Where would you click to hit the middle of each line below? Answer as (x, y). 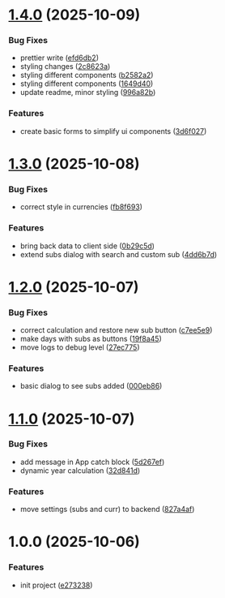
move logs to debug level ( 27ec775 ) (80, 347)
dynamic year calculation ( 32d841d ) (80, 470)
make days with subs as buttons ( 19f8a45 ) (91, 339)
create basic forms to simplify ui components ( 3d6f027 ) (113, 131)
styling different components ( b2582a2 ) (87, 75)
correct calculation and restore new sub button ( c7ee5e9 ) (116, 330)
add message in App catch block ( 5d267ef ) (92, 462)
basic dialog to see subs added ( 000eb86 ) (91, 386)
